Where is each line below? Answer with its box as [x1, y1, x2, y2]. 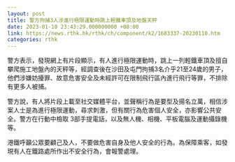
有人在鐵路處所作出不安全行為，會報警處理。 [13, 147, 142, 156]
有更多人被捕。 [7, 82, 50, 91]
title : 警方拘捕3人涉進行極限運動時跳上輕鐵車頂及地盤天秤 [7, 17, 157, 24]
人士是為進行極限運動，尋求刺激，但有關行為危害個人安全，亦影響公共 [13, 106, 215, 115]
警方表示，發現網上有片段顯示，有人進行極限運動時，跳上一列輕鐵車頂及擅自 [7, 57, 228, 65]
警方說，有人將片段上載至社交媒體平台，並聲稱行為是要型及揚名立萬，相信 [7, 97, 222, 105]
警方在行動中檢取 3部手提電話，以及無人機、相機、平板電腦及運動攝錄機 [19, 115, 227, 123]
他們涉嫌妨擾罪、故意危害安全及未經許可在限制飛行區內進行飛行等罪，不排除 [7, 74, 228, 82]
